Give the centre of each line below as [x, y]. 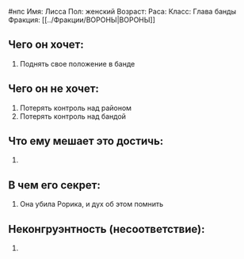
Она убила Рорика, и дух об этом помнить [91, 204]
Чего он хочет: [46, 45]
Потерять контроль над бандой [73, 116]
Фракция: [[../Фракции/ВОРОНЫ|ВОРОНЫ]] [82, 20]
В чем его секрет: [54, 185]
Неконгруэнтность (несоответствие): [107, 229]
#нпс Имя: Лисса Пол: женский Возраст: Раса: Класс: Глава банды [122, 11]
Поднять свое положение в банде [77, 63]
